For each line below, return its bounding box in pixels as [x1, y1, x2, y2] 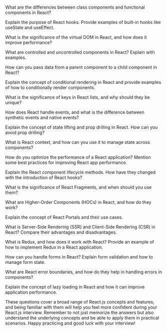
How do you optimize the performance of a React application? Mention [5, 154, 151, 160]
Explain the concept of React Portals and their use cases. [5, 214, 123, 220]
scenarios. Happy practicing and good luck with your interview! [5, 320, 136, 326]
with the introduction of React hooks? [5, 174, 82, 180]
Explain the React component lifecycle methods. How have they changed [5, 169, 156, 175]
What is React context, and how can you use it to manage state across [5, 139, 150, 145]
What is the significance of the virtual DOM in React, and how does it [5, 34, 147, 40]
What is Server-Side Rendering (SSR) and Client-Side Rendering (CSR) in [5, 224, 155, 229]
